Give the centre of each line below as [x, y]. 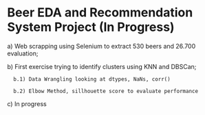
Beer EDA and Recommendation [100, 13]
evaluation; [23, 53]
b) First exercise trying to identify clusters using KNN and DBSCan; [102, 66]
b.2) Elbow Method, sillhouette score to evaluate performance [106, 91]
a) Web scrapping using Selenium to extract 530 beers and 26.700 [101, 46]
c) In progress [27, 103]
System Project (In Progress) [91, 27]
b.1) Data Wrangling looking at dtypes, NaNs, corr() [92, 79]
